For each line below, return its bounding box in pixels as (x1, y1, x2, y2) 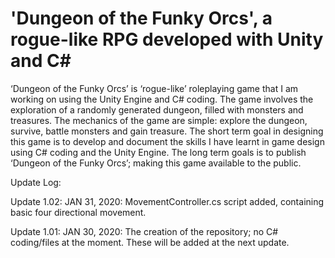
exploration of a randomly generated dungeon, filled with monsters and (10, 103, 304, 116)
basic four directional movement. (10, 206, 147, 218)
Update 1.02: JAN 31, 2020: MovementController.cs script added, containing (10, 195, 325, 207)
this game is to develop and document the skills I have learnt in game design (10, 135, 325, 147)
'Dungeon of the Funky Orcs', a (10, 7, 273, 30)
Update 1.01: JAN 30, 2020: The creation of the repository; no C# (10, 225, 279, 237)
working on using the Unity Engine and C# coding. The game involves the (10, 93, 314, 105)
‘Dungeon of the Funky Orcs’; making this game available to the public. (10, 157, 302, 169)
